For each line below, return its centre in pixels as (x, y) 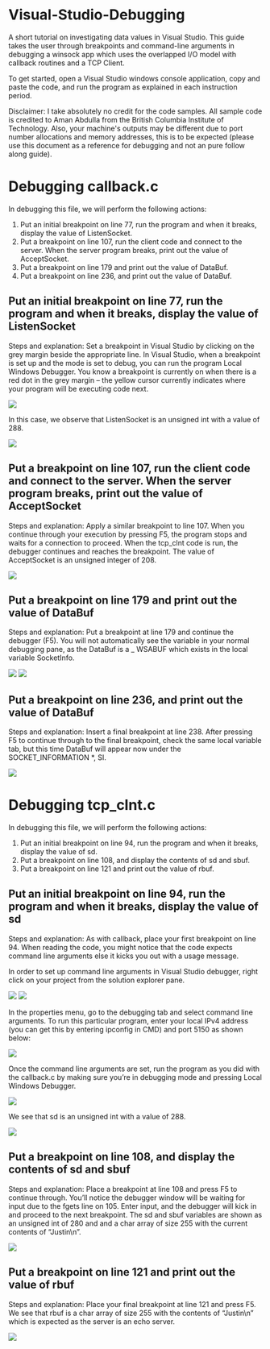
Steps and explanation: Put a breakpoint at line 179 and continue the (121, 632)
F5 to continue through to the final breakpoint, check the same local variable (135, 741)
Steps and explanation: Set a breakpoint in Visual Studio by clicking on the (132, 346)
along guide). (30, 154)
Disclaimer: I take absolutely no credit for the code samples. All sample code (135, 111)
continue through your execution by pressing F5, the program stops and (128, 534)
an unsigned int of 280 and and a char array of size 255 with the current (128, 1223)
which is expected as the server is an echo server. (92, 1321)
